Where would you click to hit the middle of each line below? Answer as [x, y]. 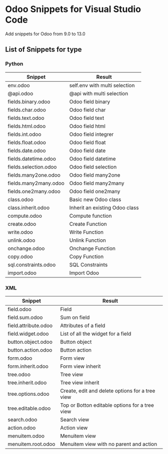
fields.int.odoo [24, 134]
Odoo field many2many [97, 183]
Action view [74, 427]
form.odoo [20, 358]
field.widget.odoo [28, 334]
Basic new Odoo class [95, 199]
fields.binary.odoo [29, 101]
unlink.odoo [21, 240]
